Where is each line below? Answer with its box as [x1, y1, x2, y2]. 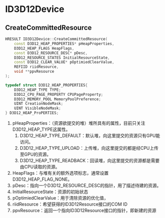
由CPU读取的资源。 [19, 164, 60, 170]
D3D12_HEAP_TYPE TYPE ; [14, 87, 61, 92]
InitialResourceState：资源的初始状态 [12, 189, 88, 195]
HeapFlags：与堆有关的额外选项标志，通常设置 [12, 170, 109, 176]
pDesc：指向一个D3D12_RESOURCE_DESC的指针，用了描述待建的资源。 [12, 183, 162, 188]
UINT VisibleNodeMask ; [14, 106, 61, 111]
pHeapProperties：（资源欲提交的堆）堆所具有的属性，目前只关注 [12, 120, 146, 126]
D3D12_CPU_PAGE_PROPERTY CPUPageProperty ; [14, 92, 103, 97]
